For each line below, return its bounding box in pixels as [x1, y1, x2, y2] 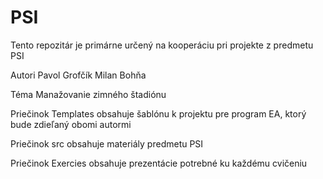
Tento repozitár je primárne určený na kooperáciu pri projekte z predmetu [10, 39, 314, 51]
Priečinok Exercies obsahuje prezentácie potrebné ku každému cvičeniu [10, 157, 308, 169]
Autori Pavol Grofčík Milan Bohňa [10, 69, 147, 81]
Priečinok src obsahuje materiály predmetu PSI [10, 137, 204, 150]
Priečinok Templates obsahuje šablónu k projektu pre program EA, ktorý [10, 107, 307, 120]
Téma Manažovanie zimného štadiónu [10, 88, 167, 100]
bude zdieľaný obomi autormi [10, 118, 132, 130]
